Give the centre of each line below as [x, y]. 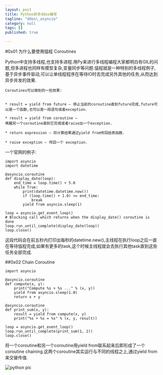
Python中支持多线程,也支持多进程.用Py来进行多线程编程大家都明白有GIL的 [80, 62]
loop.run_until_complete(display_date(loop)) [52, 226]
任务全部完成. [19, 252]
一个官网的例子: [21, 152]
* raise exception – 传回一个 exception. [47, 143]
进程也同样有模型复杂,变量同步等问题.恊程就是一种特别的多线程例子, [88, 68]
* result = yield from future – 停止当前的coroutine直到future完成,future [80, 104]
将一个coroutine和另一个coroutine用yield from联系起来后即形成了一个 [75, 345]
